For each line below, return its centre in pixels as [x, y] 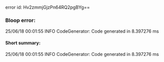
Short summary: [23, 43]
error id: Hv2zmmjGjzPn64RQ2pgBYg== [48, 7]
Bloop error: [20, 20]
